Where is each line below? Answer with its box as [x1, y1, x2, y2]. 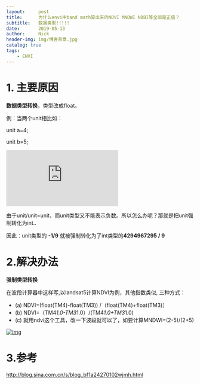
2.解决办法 [6, 255, 59, 269]
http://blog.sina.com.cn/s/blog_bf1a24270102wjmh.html [6, 371, 144, 379]
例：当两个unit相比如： [6, 114, 63, 121]
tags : [6, 48, 20, 54]
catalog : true [6, 42, 42, 48]
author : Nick [6, 31, 50, 37]
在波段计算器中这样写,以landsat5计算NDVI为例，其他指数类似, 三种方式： [6, 288, 186, 296]
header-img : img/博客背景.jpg [6, 36, 78, 42]
